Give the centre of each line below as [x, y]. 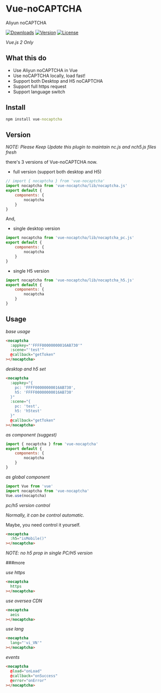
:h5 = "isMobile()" [28, 539]
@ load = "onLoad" [26, 671]
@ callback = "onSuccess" [34, 676]
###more [15, 563]
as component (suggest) [31, 434]
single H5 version [31, 271]
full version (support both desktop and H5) [57, 172]
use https [16, 573]
